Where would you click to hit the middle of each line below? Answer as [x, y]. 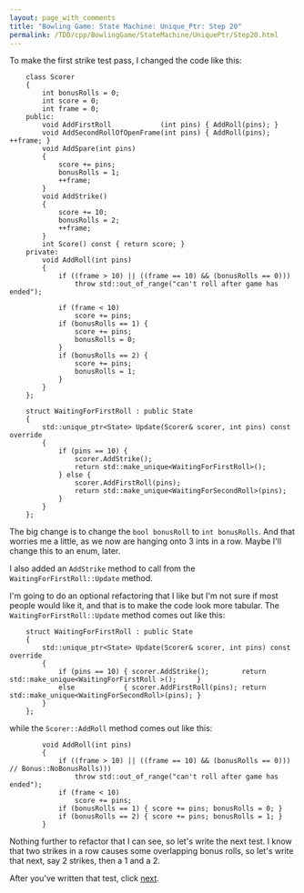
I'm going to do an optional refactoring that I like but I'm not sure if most [144, 596]
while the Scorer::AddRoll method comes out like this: [111, 728]
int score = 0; [71, 101]
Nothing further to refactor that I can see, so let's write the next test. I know [151, 841]
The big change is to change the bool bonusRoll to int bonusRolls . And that [152, 532]
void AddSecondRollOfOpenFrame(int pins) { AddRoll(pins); [157, 133]
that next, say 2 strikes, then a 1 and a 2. [85, 861]
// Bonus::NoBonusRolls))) [61, 769]
